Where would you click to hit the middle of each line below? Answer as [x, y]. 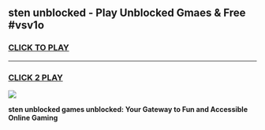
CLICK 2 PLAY [35, 77]
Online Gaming [33, 117]
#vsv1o [26, 26]
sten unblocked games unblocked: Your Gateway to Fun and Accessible [128, 109]
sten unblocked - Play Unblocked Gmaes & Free [127, 13]
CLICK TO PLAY [39, 48]
